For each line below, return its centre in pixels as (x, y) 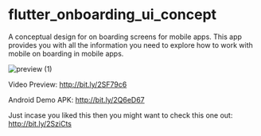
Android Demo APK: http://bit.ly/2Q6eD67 (76, 99)
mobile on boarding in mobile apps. (66, 53)
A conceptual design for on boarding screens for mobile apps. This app (125, 37)
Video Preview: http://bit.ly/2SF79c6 (68, 84)
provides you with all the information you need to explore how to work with (130, 45)
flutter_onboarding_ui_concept (113, 15)
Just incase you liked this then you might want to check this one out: (121, 115)
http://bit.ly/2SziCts (40, 123)
